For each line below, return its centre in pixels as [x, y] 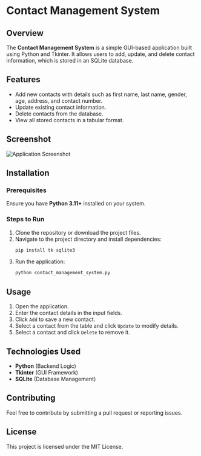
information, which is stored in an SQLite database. [70, 60]
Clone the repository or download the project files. [78, 232]
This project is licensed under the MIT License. [65, 446]
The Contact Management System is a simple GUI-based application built [99, 47]
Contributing [31, 398]
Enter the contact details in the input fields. [69, 313]
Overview [25, 33]
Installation [28, 173]
